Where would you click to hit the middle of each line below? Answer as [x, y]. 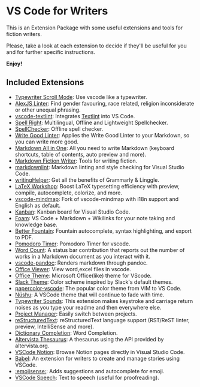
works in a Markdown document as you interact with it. [83, 256]
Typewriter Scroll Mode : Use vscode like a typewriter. [81, 97]
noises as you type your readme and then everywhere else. [88, 307]
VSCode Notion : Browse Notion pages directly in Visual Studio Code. [100, 352]
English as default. [38, 205]
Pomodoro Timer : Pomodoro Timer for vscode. [72, 244]
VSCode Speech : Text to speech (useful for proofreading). [87, 377]
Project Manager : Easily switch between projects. [76, 314]
